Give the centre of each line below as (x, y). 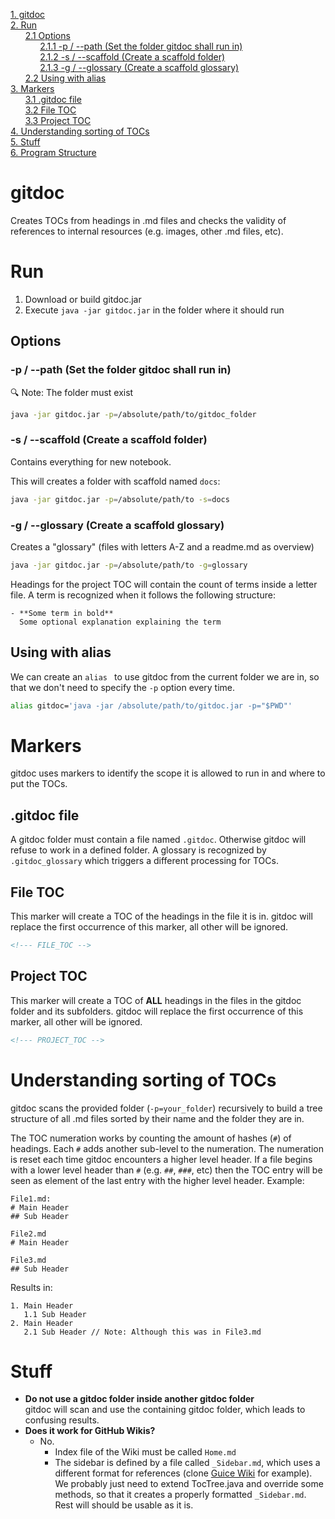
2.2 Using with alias (65, 78)
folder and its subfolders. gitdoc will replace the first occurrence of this (157, 1011)
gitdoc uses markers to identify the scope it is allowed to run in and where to (168, 773)
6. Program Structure (53, 152)
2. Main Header (42, 1323)
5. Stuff (25, 142)
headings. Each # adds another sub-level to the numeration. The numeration (167, 1148)
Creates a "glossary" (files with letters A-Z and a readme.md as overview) (162, 546)
